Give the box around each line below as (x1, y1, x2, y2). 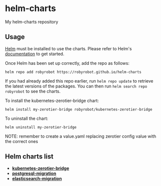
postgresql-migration (12, 170, 57, 176)
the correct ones (5, 138, 38, 144)
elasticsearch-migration (12, 175, 62, 181)
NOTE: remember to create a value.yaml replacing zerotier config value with (5, 133, 156, 139)
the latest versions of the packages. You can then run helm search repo (5, 83, 147, 89)
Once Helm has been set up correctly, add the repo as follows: (5, 60, 130, 66)
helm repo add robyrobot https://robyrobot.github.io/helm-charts (5, 70, 142, 74)
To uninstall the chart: (5, 115, 48, 121)
